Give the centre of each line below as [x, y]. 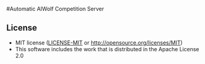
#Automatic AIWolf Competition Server [55, 9]
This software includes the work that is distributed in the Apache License [107, 49]
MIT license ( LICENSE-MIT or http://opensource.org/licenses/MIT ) [99, 43]
